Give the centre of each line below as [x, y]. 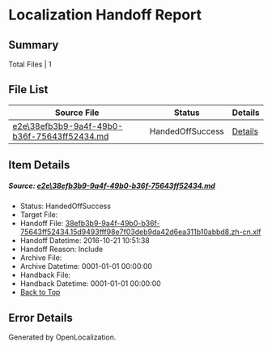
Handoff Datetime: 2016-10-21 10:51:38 [85, 241]
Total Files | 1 [30, 64]
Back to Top [40, 292]
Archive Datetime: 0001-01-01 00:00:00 [86, 267]
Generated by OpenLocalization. [62, 337]
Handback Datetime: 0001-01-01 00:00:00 [91, 284]
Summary [34, 45]
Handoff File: [42, 224]
